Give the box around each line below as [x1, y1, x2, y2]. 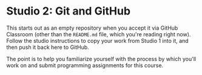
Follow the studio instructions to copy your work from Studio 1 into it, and [6, 37, 189, 44]
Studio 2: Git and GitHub [6, 4, 131, 18]
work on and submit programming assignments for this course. [6, 62, 164, 69]
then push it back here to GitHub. [6, 44, 89, 51]
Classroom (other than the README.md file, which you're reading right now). [6, 30, 191, 37]
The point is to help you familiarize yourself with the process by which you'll [6, 55, 196, 62]
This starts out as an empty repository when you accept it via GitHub [6, 24, 178, 31]
